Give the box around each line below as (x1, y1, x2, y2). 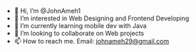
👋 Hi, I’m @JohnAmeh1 (14, 7, 81, 15)
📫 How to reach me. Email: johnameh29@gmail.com (14, 37, 170, 45)
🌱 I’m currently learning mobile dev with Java (14, 22, 148, 30)
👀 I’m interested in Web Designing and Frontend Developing (14, 14, 190, 22)
